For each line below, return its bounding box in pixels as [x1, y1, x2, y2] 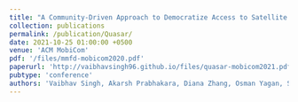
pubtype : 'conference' [9, 71, 93, 80]
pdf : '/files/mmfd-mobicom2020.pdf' [9, 54, 145, 63]
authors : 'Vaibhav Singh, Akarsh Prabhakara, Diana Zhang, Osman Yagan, [9, 79, 284, 88]
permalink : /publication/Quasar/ [9, 29, 133, 38]
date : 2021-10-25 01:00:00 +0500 [9, 37, 133, 47]
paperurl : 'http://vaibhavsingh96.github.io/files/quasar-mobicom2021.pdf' [9, 63, 295, 72]
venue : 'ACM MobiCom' [9, 46, 90, 55]
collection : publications [9, 21, 105, 30]
